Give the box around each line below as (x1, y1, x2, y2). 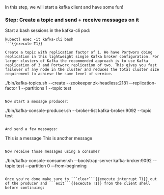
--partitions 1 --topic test (21, 85, 72, 91)
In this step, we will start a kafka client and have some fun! (5, 4, 124, 10)
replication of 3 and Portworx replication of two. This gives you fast (5, 63, 157, 68)
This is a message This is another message (5, 135, 92, 141)
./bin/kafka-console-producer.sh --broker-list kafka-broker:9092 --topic (5, 108, 152, 113)
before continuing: (5, 185, 45, 191)
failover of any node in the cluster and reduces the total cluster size (5, 67, 160, 72)
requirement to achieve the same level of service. (5, 71, 113, 77)
